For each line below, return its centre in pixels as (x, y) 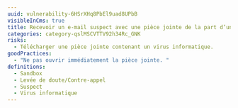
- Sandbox (28, 73)
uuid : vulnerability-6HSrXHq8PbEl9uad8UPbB (73, 14)
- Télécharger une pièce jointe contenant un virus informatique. (114, 47)
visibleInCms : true (36, 21)
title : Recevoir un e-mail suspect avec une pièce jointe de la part (112, 27)
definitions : (27, 67)
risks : (17, 40)
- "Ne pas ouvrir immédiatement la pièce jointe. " (92, 60)
